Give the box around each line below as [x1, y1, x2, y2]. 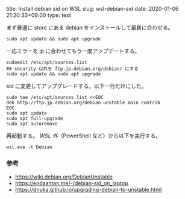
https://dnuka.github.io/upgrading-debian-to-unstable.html [14, 186, 162, 194]
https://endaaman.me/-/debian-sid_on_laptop [14, 180, 128, 187]
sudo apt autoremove [6, 121, 58, 127]
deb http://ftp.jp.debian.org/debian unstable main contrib [6, 99, 161, 106]
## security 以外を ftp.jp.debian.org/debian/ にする [6, 66, 139, 72]
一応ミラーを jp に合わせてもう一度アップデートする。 [6, 48, 140, 54]
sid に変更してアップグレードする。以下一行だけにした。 [6, 83, 147, 89]
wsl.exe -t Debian [6, 144, 52, 150]
